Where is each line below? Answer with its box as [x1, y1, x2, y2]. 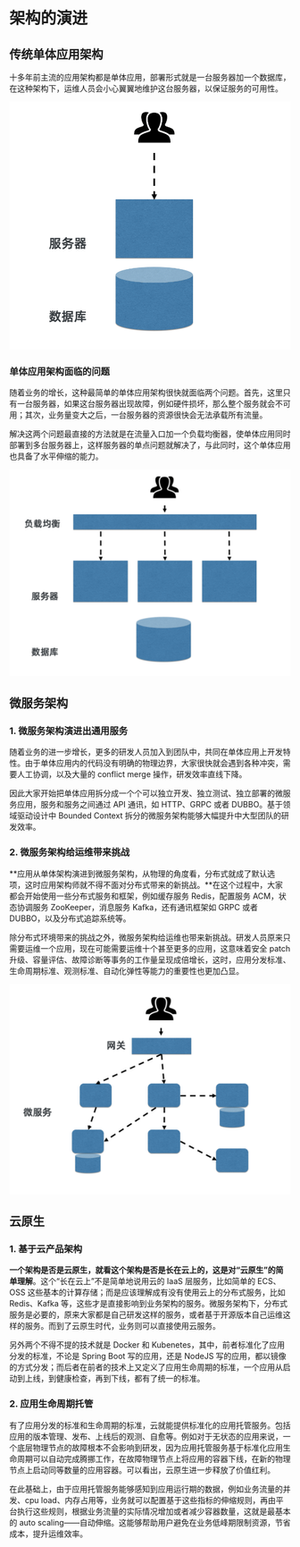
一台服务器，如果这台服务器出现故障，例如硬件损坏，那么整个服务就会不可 [16, 399, 291, 410]
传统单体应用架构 [9, 46, 104, 62]
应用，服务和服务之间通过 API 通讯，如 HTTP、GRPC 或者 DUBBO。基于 [16, 799, 283, 810]
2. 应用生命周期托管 [9, 1398, 94, 1410]
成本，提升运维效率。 [9, 1528, 87, 1539]
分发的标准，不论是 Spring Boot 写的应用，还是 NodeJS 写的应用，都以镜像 [9, 1351, 287, 1362]
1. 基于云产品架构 [9, 1242, 83, 1255]
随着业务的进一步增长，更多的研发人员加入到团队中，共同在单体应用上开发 [9, 747, 283, 757]
